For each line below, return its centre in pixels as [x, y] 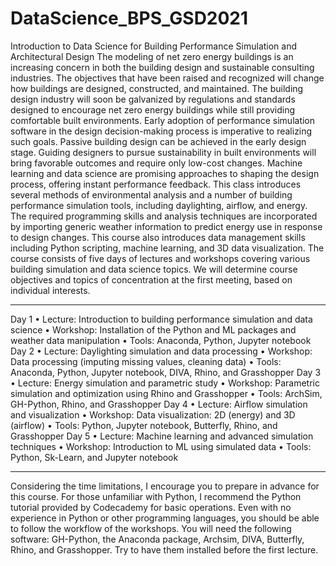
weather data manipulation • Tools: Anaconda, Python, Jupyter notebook [161, 340]
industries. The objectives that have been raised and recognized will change [167, 78]
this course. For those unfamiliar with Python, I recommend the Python [156, 496]
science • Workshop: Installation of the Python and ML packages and [153, 329]
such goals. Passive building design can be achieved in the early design [158, 141]
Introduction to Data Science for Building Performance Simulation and [154, 46]
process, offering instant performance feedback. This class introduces [156, 184]
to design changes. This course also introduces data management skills [158, 237]
